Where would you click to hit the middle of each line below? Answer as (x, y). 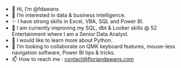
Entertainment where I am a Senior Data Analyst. (70, 34)
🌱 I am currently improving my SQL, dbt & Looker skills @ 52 (84, 28)
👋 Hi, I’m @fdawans (35, 9)
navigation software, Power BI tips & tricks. (63, 53)
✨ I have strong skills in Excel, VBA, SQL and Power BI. (78, 21)
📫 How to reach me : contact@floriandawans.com (73, 59)
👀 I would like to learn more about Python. (62, 40)
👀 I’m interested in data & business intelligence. (69, 15)
